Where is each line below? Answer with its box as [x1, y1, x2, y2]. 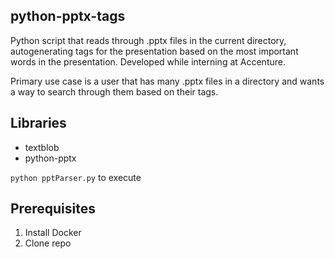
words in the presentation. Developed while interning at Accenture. [10, 55, 286, 68]
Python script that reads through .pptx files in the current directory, [10, 34, 287, 46]
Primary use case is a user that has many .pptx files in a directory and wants [10, 75, 325, 87]
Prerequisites [10, 200, 96, 218]
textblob [24, 141, 60, 153]
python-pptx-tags [10, 8, 126, 25]
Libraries [10, 115, 67, 132]
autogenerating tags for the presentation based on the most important [10, 45, 299, 57]
